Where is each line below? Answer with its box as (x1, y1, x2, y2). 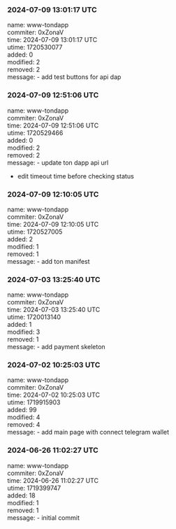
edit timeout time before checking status (17, 171, 134, 180)
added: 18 (7, 491, 36, 500)
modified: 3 (7, 327, 41, 337)
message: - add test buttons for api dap (7, 73, 122, 81)
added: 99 (7, 406, 37, 414)
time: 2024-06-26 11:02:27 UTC (7, 476, 99, 484)
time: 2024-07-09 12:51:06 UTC (7, 121, 99, 129)
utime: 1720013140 (7, 313, 61, 321)
